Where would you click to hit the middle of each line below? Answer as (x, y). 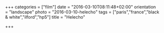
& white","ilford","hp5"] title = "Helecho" (45, 17)
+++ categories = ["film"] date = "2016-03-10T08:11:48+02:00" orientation (81, 7)
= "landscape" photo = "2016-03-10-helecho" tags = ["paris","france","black (82, 12)
